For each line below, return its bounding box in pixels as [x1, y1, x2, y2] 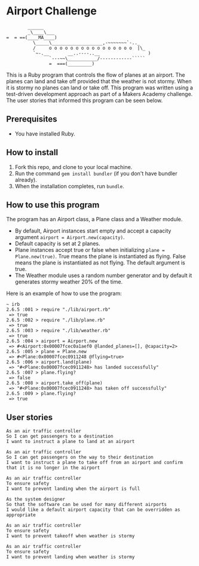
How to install [6, 147, 59, 158]
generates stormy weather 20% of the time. [14, 278, 123, 285]
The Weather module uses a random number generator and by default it [14, 272, 192, 279]
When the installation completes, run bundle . [14, 182, 124, 189]
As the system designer [6, 496, 66, 502]
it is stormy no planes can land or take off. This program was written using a [6, 84, 193, 91]
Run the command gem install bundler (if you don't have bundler [14, 170, 177, 177]
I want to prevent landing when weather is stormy [6, 554, 135, 560]
